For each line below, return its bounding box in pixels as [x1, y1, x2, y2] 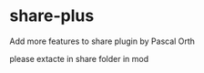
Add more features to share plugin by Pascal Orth [9, 36, 196, 47]
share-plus [9, 5, 95, 26]
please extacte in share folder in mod [9, 53, 149, 64]
